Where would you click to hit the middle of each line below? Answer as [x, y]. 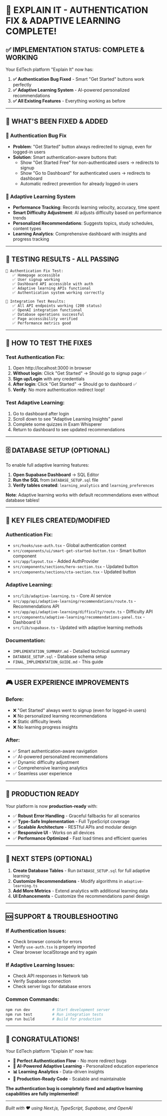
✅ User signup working [36, 279]
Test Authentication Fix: [35, 357]
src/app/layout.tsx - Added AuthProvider [56, 561]
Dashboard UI [27, 622]
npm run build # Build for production [53, 1019]
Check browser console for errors [47, 942]
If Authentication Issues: [36, 931]
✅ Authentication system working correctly [58, 293]
